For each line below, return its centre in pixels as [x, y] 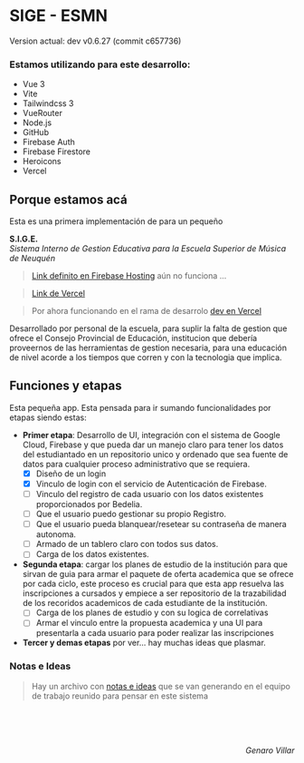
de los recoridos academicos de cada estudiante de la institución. [145, 603]
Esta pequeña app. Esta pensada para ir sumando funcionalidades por [140, 407]
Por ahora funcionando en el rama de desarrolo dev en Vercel [147, 311]
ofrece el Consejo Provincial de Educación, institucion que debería [133, 338]
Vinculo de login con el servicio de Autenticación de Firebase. [151, 484]
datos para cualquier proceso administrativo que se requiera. [136, 464]
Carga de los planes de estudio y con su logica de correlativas [152, 612]
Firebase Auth [48, 142]
